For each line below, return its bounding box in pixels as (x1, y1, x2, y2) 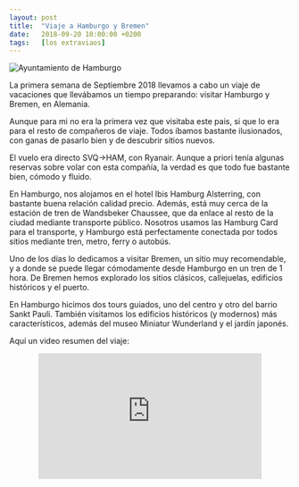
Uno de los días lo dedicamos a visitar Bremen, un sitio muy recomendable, (9, 254, 287, 264)
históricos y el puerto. (9, 282, 90, 293)
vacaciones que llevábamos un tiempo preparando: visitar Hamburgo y (9, 89, 270, 100)
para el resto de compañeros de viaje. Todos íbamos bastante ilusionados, (9, 126, 283, 137)
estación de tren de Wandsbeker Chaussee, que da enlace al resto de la (9, 207, 274, 219)
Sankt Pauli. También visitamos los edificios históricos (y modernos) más (9, 309, 278, 320)
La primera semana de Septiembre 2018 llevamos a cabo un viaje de (9, 80, 261, 90)
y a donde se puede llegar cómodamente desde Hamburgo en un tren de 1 (9, 263, 283, 273)
